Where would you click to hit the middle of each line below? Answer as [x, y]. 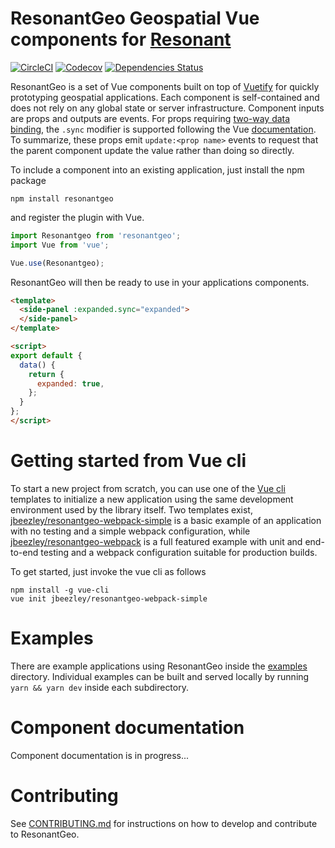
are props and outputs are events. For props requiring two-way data [150, 118]
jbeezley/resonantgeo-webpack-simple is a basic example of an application [166, 520]
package [28, 180]
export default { [46, 355]
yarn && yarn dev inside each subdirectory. [99, 687]
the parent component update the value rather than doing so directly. [152, 150]
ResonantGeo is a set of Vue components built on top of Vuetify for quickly [165, 86]
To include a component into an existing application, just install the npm [157, 169]
